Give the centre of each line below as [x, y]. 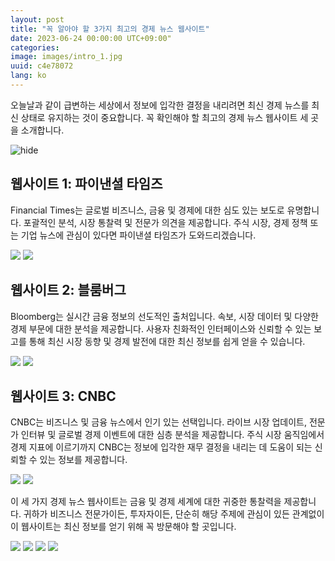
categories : [35, 47]
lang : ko [28, 76]
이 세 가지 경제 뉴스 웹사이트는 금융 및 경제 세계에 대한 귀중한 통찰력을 [146, 502]
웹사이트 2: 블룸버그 [68, 290]
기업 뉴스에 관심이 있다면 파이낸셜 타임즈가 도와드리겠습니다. [138, 235]
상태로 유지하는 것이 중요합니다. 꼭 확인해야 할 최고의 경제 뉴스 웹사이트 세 [164, 117]
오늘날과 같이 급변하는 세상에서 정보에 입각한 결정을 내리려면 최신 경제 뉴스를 [160, 105]
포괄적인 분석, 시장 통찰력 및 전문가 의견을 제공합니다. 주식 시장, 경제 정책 [165, 222]
